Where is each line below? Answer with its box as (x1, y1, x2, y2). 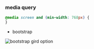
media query (5, 4, 36, 11)
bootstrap (12, 29, 33, 35)
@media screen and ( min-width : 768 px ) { (5, 15, 90, 20)
